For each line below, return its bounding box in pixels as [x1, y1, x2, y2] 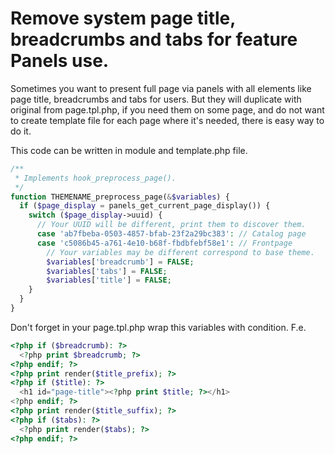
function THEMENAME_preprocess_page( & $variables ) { [10, 192, 230, 202]
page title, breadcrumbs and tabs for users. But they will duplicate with [10, 93, 302, 105]
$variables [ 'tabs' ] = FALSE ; [46, 266, 168, 276]
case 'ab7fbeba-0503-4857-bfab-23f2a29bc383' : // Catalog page [36, 229, 307, 239]
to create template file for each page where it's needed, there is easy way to [10, 114, 325, 126]
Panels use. [10, 50, 110, 72]
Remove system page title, [10, 7, 236, 30]
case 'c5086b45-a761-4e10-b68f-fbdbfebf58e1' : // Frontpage [36, 238, 293, 248]
